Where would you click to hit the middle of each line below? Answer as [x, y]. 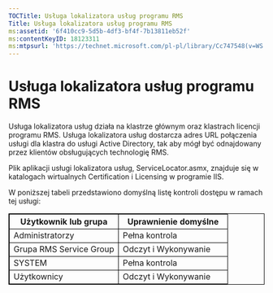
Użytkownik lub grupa [64, 222]
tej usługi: [25, 201]
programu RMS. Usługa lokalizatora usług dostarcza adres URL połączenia [133, 135]
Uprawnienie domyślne [173, 222]
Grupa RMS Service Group [64, 249]
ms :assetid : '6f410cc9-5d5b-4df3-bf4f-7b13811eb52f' [100, 31]
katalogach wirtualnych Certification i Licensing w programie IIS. [116, 177]
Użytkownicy [38, 277]
